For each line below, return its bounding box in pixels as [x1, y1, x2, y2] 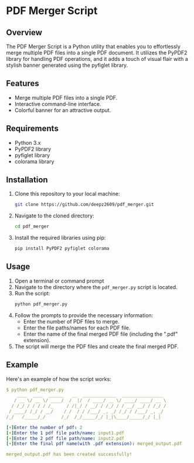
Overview [6, 28, 43, 38]
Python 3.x [14, 139, 41, 146]
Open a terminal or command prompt [14, 277, 104, 284]
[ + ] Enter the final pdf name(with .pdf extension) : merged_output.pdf [6, 441, 182, 447]
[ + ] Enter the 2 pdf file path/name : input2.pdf [6, 435, 125, 441]
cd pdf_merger [14, 224, 49, 230]
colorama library [14, 158, 55, 165]
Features [6, 79, 39, 88]
